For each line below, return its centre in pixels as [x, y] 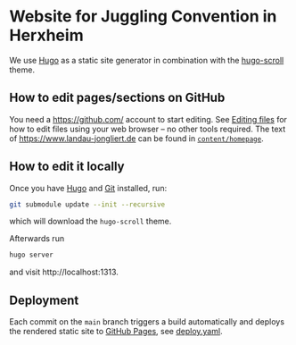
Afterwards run [37, 239]
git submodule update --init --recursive [87, 204]
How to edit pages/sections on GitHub [117, 98]
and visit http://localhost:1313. [64, 272]
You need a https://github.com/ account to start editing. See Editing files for [148, 119]
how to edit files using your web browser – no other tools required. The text [148, 129]
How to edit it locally [67, 167]
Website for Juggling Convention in [143, 17]
